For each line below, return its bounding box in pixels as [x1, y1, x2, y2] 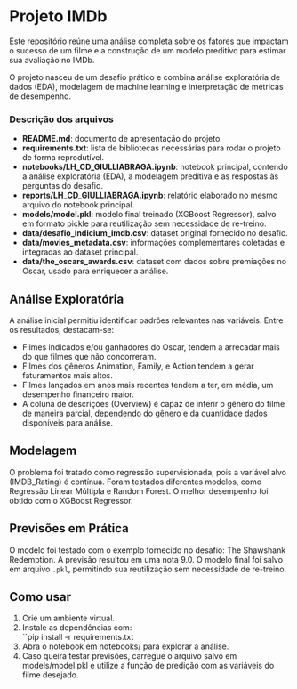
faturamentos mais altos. [21, 370, 114, 381]
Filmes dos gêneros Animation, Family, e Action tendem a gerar [21, 361, 255, 371]
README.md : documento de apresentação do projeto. [21, 134, 222, 144]
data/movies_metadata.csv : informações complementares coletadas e [21, 238, 285, 248]
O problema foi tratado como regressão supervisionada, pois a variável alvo [9, 466, 287, 477]
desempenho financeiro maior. [21, 389, 135, 400]
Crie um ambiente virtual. [21, 612, 116, 624]
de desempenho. [9, 91, 71, 101]
